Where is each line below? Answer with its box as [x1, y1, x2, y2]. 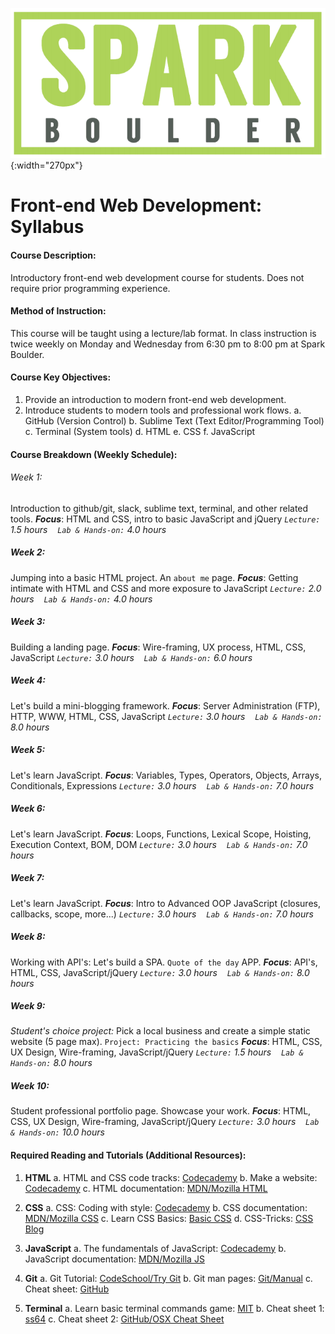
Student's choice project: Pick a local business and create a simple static [10, 1025, 311, 1037]
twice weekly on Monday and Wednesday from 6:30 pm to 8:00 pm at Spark [10, 338, 326, 350]
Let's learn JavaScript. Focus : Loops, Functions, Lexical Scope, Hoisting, [10, 828, 312, 840]
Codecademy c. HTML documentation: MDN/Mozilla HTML [24, 1182, 268, 1194]
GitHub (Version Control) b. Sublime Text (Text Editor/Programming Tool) [24, 414, 325, 427]
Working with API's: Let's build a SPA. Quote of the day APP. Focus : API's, [10, 956, 318, 968]
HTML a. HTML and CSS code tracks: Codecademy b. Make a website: [24, 1171, 318, 1183]
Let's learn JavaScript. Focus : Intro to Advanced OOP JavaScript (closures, [10, 897, 321, 909]
